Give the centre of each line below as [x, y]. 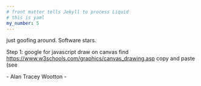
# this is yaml [26, 18]
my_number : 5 [23, 23]
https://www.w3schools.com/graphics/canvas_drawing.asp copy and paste [101, 59]
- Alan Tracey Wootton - [36, 77]
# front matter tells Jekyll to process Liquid [68, 12]
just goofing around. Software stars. [51, 41]
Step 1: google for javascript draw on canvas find [67, 52]
